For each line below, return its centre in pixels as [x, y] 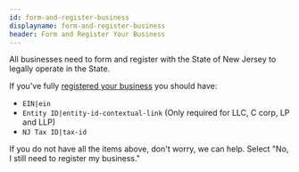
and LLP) [39, 122]
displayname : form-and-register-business [87, 26]
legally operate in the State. [60, 69]
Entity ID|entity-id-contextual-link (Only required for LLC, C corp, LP [156, 113]
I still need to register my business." [75, 159]
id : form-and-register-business [69, 17]
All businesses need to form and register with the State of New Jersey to [143, 60]
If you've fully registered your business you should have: [113, 86]
